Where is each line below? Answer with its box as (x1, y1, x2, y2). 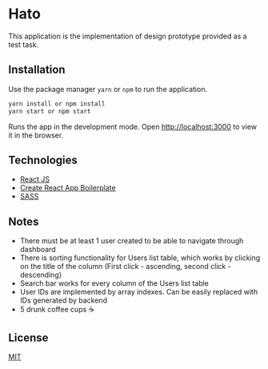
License (8, 331, 49, 344)
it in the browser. (8, 130, 64, 140)
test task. (8, 39, 39, 49)
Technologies (8, 153, 78, 166)
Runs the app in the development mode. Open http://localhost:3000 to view (8, 122, 258, 131)
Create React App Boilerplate (19, 183, 116, 193)
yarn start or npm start (8, 107, 91, 115)
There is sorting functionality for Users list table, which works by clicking (19, 253, 261, 263)
